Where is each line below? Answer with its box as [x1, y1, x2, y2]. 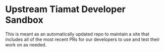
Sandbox [5, 14, 44, 26]
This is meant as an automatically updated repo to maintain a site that [5, 31, 150, 37]
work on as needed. [5, 41, 47, 47]
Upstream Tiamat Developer [5, 4, 126, 15]
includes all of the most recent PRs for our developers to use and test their [5, 36, 160, 42]
